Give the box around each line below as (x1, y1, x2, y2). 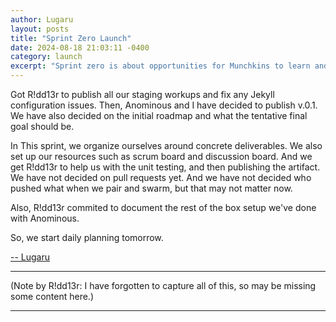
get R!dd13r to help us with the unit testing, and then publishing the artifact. (10, 161, 321, 173)
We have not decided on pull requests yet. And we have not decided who (10, 172, 312, 183)
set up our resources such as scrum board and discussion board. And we (10, 151, 313, 162)
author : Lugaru (10, 14, 74, 25)
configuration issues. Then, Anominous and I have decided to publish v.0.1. (10, 99, 318, 111)
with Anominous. (10, 212, 80, 224)
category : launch (10, 52, 83, 62)
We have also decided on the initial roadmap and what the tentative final (10, 110, 308, 121)
